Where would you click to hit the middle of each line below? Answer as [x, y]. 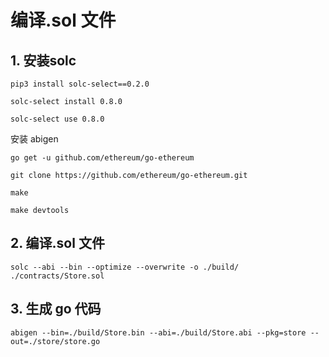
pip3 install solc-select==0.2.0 [80, 84]
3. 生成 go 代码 [56, 309]
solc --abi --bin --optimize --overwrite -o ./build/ [125, 267]
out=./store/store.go [55, 341]
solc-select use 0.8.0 [57, 119]
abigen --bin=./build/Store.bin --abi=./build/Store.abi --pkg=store [158, 332]
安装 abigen [34, 139]
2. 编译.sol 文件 [57, 243]
